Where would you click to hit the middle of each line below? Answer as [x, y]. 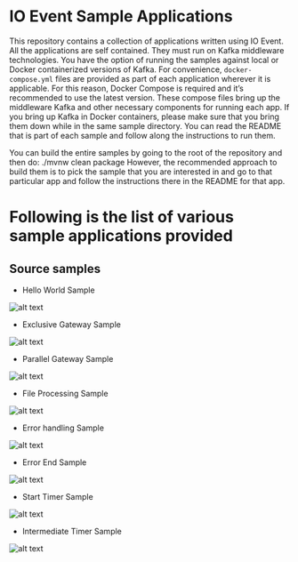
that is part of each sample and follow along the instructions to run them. [142, 135]
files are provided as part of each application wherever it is [163, 78]
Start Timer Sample [57, 496]
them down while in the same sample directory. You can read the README [145, 125]
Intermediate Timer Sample [72, 531]
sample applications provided [121, 236]
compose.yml [31, 79]
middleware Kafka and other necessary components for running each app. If [149, 107]
